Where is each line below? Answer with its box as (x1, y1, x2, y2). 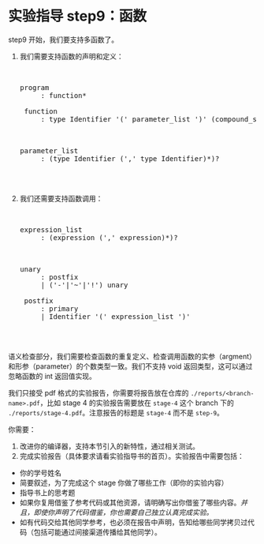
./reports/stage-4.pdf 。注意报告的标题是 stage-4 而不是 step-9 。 (8, 407, 225, 417)
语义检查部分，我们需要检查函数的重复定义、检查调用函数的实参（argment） (8, 351, 256, 361)
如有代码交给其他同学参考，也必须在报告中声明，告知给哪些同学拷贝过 (19, 517, 248, 527)
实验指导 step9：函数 (8, 7, 147, 25)
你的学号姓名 (19, 467, 61, 478)
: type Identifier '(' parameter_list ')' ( (40, 114, 216, 123)
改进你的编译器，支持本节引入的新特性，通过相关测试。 (19, 441, 199, 451)
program (19, 83, 50, 92)
